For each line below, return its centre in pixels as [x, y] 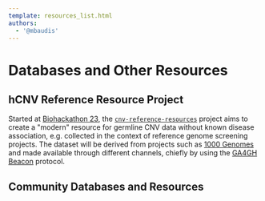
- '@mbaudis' [37, 30]
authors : [23, 23]
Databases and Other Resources [118, 70]
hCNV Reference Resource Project [96, 100]
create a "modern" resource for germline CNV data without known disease [131, 127]
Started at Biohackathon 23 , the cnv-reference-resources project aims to [128, 119]
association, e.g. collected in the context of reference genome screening [128, 136]
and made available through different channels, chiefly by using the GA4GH [133, 153]
